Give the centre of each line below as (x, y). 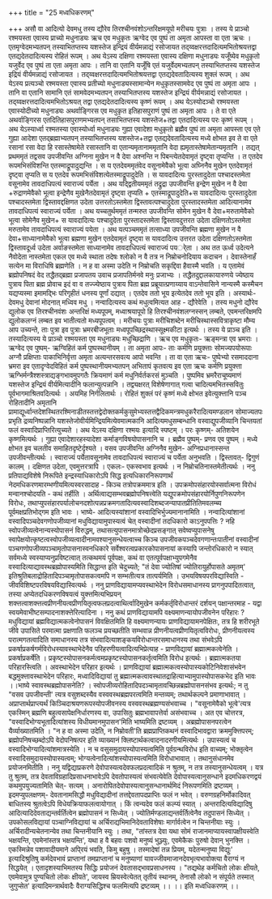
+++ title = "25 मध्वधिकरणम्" (51, 13)
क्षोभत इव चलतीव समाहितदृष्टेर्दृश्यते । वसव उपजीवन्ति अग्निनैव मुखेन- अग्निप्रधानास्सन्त (119, 448)
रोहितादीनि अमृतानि (32, 402)
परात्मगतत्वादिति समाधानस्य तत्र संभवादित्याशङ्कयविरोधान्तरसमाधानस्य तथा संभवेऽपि (115, 640)
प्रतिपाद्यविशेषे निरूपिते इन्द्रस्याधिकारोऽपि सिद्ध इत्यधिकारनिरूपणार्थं (91, 475)
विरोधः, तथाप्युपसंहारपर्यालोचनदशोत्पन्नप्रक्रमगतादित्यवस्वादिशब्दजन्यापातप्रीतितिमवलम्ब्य (115, 503)
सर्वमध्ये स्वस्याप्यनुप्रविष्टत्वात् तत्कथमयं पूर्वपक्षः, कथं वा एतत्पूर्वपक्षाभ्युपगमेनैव (103, 558)
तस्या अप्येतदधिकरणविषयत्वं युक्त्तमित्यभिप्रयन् (65, 594)
